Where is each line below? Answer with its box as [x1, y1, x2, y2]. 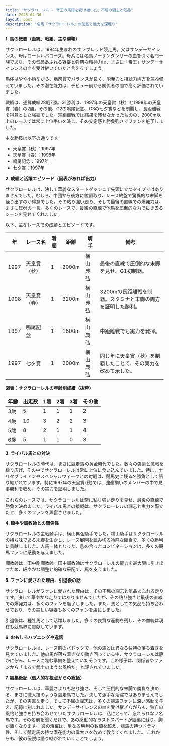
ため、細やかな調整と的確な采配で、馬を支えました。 [9, 566, 120, 572]
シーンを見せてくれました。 [5, 211, 62, 217]
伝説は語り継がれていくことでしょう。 [27, 735, 106, 742]
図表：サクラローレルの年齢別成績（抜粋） [5, 385, 94, 391]
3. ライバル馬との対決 [5, 450, 50, 456]
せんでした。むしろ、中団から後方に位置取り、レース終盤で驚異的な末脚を [9, 192, 163, 199]
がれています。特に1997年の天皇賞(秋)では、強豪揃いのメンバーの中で [14, 480, 159, 486]
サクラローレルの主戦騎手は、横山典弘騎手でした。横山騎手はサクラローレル [5, 531, 164, 537]
